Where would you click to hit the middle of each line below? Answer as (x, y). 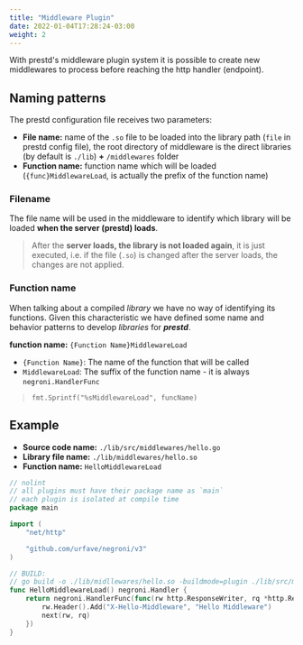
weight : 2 (28, 34)
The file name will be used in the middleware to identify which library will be (150, 218)
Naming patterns (58, 98)
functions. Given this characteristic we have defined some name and (137, 318)
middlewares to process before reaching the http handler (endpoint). (137, 69)
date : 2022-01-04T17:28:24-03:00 (72, 26)
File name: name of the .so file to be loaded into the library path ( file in (156, 137)
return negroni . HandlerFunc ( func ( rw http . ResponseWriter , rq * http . (157, 599)
